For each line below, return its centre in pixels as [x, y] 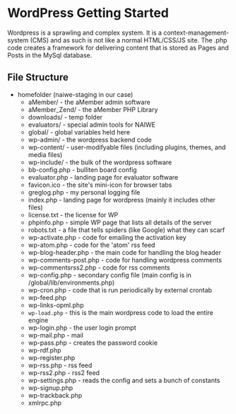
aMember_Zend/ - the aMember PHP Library [93, 109]
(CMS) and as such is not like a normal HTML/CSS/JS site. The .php [129, 40]
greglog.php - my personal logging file [84, 192]
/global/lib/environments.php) [71, 282]
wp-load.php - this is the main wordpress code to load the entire [121, 312]
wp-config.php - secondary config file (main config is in [110, 275]
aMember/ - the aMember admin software [89, 102]
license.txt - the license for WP [73, 214]
